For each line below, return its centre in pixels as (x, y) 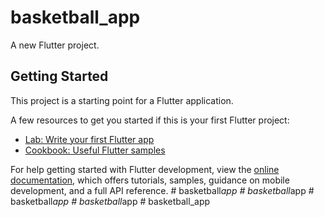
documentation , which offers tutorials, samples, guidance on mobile (150, 180)
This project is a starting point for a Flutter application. (122, 100)
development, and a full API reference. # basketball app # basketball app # (162, 190)
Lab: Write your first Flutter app (89, 139)
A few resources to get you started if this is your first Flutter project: (150, 120)
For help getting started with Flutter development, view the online (145, 169)
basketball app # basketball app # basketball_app (110, 201)
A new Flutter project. (55, 45)
